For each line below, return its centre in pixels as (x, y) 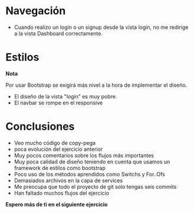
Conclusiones (40, 126)
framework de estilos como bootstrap (60, 168)
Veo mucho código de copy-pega (55, 143)
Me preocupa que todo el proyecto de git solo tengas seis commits (95, 186)
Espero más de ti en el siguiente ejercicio (57, 204)
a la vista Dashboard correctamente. (58, 33)
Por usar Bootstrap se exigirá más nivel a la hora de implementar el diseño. (96, 85)
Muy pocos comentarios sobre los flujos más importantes (84, 155)
